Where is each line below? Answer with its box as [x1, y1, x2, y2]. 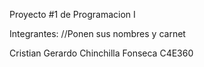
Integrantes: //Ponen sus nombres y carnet [9, 28, 186, 39]
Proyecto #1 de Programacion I [9, 9, 136, 20]
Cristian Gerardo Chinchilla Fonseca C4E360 [9, 47, 194, 59]
